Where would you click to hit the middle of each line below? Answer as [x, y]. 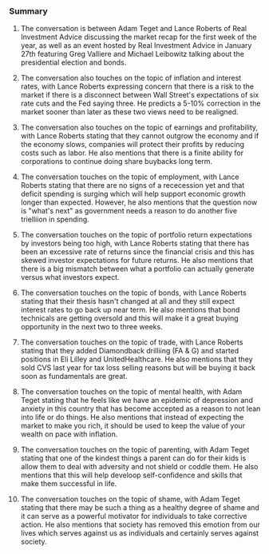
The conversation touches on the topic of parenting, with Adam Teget [135, 450]
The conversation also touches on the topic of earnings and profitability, [139, 128]
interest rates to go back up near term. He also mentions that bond [130, 310]
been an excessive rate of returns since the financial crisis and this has [137, 252]
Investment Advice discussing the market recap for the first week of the [138, 37]
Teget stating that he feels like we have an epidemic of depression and [137, 401]
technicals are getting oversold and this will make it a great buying [129, 318]
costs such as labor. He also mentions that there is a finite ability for [132, 153]
